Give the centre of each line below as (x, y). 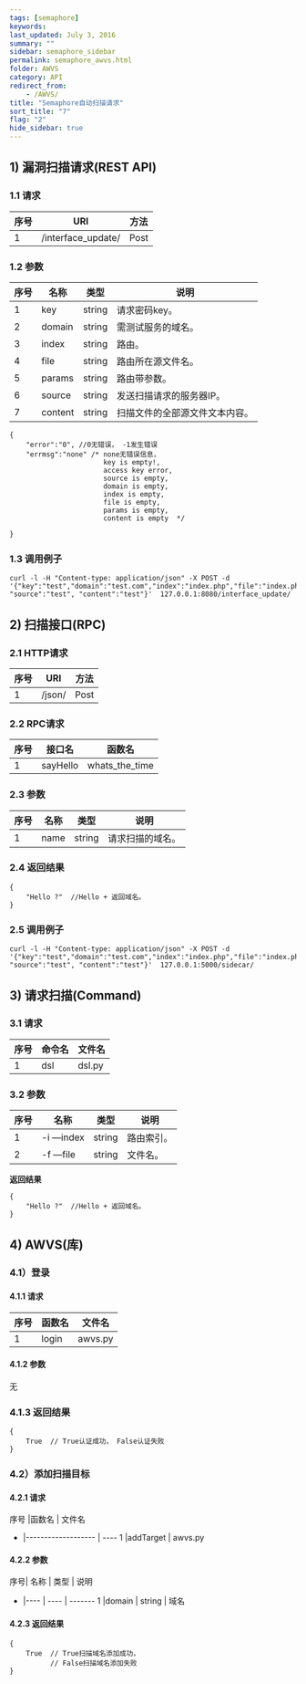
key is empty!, (132, 462)
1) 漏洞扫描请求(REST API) (83, 167)
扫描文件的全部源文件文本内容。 (185, 413)
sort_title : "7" (40, 111)
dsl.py (91, 1065)
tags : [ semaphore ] (44, 18)
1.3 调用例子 (36, 559)
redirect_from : (38, 86)
